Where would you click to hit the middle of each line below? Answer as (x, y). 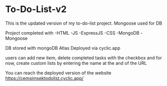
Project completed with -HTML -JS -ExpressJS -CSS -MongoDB (72, 33)
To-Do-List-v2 (36, 9)
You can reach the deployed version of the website (58, 73)
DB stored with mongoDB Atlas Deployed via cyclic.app (63, 48)
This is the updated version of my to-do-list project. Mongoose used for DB (84, 23)
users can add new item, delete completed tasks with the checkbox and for (84, 58)
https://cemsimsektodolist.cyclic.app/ (44, 78)
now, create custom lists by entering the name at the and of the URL (76, 63)
